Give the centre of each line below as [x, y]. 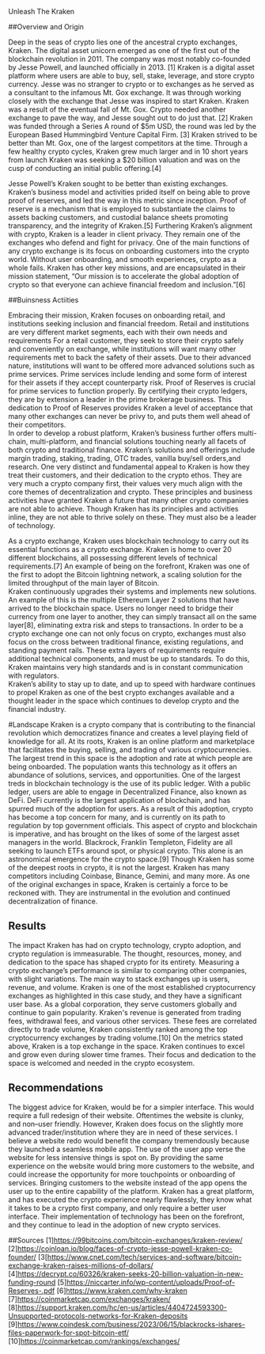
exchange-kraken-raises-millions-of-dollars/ [81, 1265]
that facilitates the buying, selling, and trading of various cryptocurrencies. [130, 750]
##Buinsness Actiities [44, 300]
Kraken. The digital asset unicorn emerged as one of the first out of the [124, 50]
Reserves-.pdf [32, 1291]
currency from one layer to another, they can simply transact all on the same [132, 616]
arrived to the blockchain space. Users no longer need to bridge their [121, 608]
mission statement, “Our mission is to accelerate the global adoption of [124, 276]
